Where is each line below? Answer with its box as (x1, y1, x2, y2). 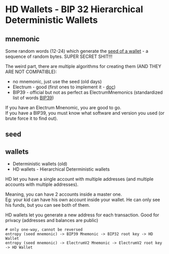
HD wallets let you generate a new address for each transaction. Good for (5, 212, 159, 218)
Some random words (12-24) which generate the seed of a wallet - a (5, 48, 149, 54)
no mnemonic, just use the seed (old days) (12, 79, 102, 84)
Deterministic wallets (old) (12, 161, 67, 167)
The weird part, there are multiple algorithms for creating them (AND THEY (5, 63, 161, 69)
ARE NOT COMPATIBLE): (5, 69, 57, 75)
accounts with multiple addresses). (5, 181, 79, 187)
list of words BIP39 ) (12, 95, 54, 101)
